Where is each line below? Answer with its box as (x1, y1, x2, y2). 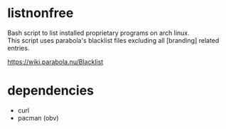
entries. (7, 43, 30, 52)
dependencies (7, 83, 95, 99)
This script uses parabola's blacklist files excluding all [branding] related (7, 36, 220, 44)
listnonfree (7, 5, 74, 21)
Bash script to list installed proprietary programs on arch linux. (7, 29, 190, 37)
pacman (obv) (17, 113, 59, 122)
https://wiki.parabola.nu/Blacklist (7, 57, 104, 66)
